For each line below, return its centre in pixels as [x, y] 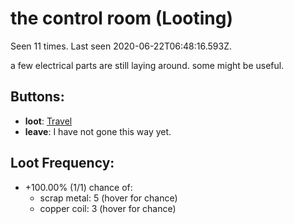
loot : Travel [48, 121]
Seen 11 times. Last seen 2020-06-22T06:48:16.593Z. [121, 46]
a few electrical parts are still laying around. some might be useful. [147, 65]
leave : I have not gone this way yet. [98, 131]
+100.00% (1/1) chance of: [78, 187]
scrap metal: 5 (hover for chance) [108, 198]
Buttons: [37, 97]
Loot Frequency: [62, 163]
